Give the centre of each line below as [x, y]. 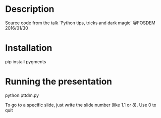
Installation [29, 48]
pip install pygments [26, 61]
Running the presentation [59, 82]
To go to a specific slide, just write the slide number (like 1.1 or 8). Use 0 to [81, 105]
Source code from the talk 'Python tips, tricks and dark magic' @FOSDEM [80, 23]
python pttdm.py [22, 95]
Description [30, 9]
